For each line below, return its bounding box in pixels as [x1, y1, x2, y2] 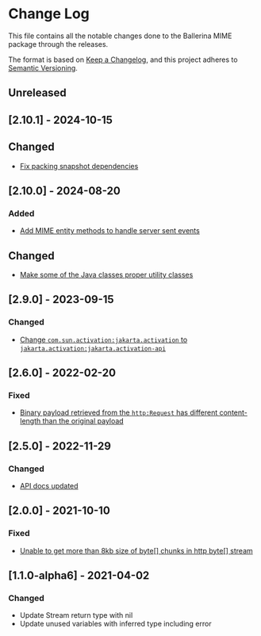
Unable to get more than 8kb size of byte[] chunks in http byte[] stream [19, 546, 254, 555]
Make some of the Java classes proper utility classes [19, 270, 194, 280]
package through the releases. [8, 39, 109, 48]
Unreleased [8, 86, 67, 100]
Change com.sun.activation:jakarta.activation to [19, 335, 188, 344]
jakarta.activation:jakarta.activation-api [19, 344, 167, 353]
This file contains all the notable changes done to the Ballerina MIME [8, 31, 232, 40]
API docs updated [19, 481, 79, 491]
